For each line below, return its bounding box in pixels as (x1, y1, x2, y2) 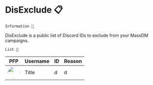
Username (25, 58, 50, 64)
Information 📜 (5, 23, 34, 29)
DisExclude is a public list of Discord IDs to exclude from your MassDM (5, 32, 149, 38)
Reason (64, 58, 82, 64)
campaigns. (5, 38, 29, 43)
